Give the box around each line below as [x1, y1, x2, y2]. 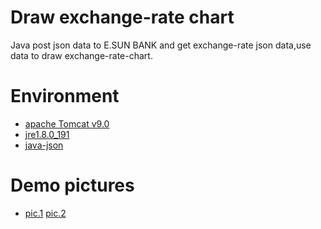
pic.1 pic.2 [24, 207, 67, 219]
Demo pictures [10, 174, 135, 197]
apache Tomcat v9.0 [24, 117, 110, 130]
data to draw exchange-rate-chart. [10, 49, 153, 61]
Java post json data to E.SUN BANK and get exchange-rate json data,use [10, 39, 312, 51]
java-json [24, 139, 64, 151]
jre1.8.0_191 [24, 128, 70, 140]
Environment [10, 85, 120, 108]
